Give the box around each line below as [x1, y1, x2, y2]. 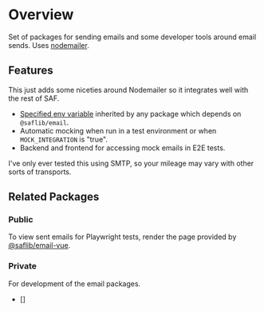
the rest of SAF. [8, 94, 60, 103]
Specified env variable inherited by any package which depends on [19, 109, 242, 118]
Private [8, 261, 37, 272]
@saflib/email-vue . [8, 241, 71, 250]
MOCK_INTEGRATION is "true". [19, 134, 108, 144]
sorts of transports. [8, 166, 72, 177]
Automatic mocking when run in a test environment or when [19, 126, 217, 135]
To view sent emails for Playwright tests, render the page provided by [8, 232, 237, 241]
